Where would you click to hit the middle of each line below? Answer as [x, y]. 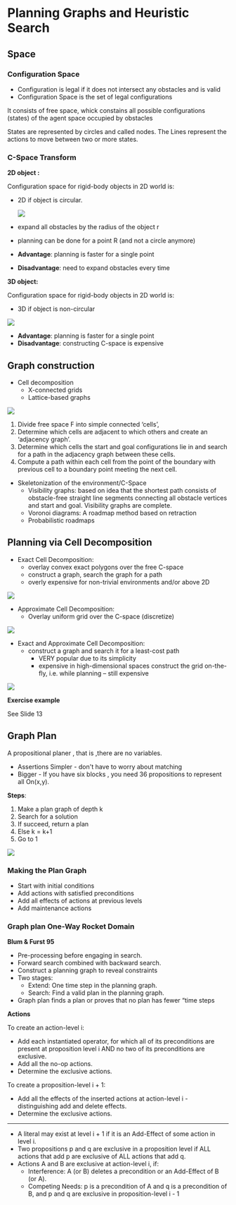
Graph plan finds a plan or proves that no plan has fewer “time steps [116, 1001]
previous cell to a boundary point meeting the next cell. [97, 469]
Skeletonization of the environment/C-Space [82, 483]
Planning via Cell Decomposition [80, 543]
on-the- [216, 666]
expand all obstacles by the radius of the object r [88, 227]
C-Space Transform [42, 157]
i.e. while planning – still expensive [99, 673]
